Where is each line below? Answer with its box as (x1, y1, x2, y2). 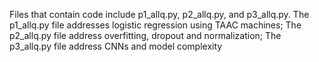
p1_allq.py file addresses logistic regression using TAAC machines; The (9, 19, 302, 31)
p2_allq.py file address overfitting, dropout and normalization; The (9, 30, 282, 41)
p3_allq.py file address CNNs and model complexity (9, 40, 223, 52)
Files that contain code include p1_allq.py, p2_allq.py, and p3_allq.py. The (9, 9, 310, 20)
